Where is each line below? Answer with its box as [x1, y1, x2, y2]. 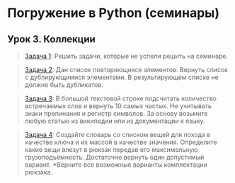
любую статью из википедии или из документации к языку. [24, 117, 205, 125]
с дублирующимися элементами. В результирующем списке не [24, 73, 219, 81]
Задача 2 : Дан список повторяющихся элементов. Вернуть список [24, 66, 229, 73]
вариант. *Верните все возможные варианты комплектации [24, 160, 207, 169]
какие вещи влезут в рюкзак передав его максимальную [24, 146, 198, 153]
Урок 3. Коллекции [7, 33, 96, 45]
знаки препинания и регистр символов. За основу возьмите [24, 110, 208, 117]
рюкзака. [24, 168, 53, 176]
